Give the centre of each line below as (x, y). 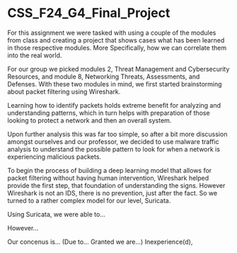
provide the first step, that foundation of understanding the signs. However (116, 185)
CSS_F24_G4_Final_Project (89, 13)
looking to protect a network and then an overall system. (89, 120)
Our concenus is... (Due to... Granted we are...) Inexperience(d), (100, 242)
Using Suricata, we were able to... (57, 214)
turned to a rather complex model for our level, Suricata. (89, 201)
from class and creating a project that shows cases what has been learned (116, 40)
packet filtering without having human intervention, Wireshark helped (108, 178)
